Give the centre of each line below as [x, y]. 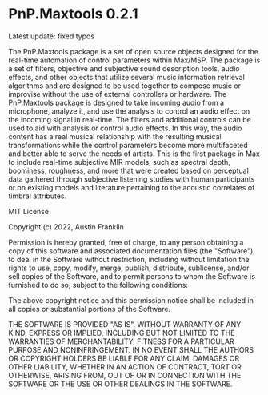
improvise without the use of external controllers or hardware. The [118, 94]
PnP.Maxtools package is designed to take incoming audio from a [116, 102]
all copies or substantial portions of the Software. [89, 309]
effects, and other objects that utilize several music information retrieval [127, 77]
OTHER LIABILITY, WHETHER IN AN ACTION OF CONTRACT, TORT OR [125, 367]
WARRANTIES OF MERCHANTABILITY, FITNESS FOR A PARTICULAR [121, 341]
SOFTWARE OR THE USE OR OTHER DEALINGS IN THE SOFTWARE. [120, 384]
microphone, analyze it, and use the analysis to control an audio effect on [129, 111]
